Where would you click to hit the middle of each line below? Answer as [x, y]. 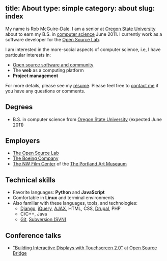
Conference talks [33, 235]
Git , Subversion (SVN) [43, 220]
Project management [35, 76]
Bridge [20, 253]
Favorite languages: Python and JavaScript [59, 192]
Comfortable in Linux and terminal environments [63, 198]
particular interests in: [28, 55]
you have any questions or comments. [45, 91]
